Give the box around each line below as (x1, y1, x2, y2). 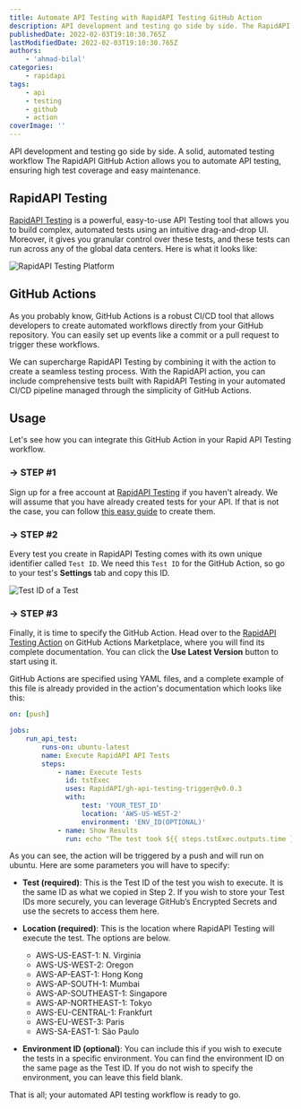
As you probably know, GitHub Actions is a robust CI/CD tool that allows (9, 310, 275, 321)
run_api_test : (25, 735, 78, 744)
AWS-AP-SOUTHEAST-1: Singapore (35, 988, 168, 999)
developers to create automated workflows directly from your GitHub (9, 320, 264, 331)
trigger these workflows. (9, 339, 100, 349)
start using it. (9, 656, 58, 667)
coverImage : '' (9, 122, 66, 131)
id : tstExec (65, 776, 110, 785)
